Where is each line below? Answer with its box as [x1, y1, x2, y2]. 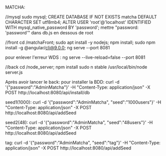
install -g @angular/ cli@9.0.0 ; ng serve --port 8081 [5, 45, 110, 50]
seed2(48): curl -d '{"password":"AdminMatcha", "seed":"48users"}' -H [5, 120, 153, 125]
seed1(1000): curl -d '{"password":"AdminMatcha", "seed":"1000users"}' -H [5, 99, 162, 105]
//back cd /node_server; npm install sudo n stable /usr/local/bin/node [5, 64, 148, 70]
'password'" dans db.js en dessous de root [5, 30, 94, 35]
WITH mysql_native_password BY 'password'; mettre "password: [5, 24, 139, 30]
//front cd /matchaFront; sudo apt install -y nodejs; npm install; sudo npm [5, 39, 156, 45]
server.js [5, 69, 23, 75]
